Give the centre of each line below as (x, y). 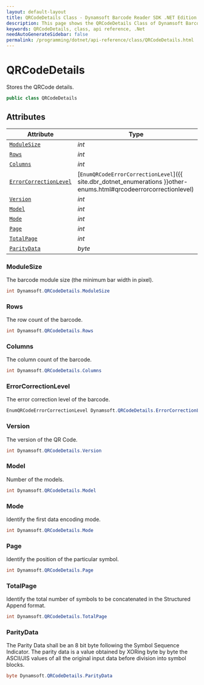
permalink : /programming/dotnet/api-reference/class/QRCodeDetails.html (100, 40)
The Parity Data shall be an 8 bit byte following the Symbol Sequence (93, 646)
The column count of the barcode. (49, 360)
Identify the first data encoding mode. (54, 519)
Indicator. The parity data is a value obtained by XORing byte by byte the (97, 652)
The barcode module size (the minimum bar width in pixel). (80, 279)
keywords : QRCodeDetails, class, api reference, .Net (76, 29)
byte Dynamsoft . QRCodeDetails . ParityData (59, 676)
